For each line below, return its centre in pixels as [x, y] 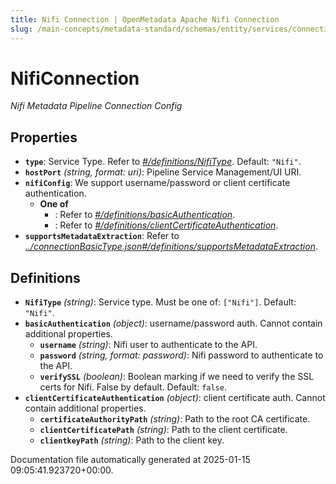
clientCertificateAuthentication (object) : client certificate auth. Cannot [175, 398]
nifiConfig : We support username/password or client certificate [157, 183]
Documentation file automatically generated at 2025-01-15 [130, 460]
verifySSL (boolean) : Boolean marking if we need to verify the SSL [177, 377]
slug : [21, 29]
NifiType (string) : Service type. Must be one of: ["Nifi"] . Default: [160, 302]
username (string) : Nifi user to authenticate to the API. [148, 345]
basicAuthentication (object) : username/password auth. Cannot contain [173, 323]
